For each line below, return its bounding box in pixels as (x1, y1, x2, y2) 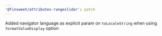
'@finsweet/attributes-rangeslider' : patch (5, 7, 96, 12)
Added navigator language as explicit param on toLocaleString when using (5, 20, 157, 26)
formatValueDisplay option (5, 25, 59, 31)
